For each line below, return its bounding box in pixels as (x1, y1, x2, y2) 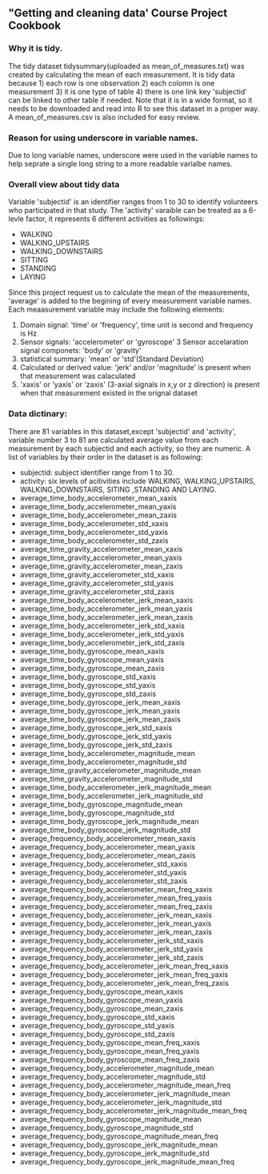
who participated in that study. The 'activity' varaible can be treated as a (8, 206, 247, 215)
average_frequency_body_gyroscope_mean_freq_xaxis (19, 1037, 200, 1047)
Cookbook (8, 19, 62, 33)
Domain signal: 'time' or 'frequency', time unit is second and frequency (19, 320, 254, 330)
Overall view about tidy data (8, 179, 120, 190)
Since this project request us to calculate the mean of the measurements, (8, 287, 250, 297)
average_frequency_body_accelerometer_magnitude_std (19, 1071, 206, 1081)
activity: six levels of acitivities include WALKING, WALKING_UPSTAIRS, (19, 476, 256, 485)
